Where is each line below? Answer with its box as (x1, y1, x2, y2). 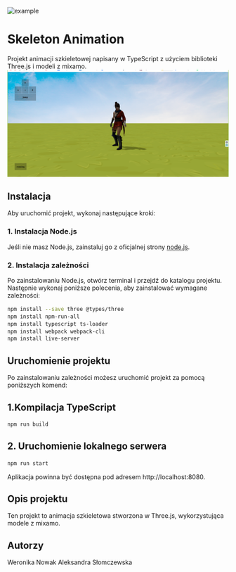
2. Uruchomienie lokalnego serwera (7, 440, 167, 452)
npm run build (7, 421, 49, 428)
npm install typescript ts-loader (7, 320, 109, 327)
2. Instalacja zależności (7, 260, 89, 270)
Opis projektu (7, 492, 68, 504)
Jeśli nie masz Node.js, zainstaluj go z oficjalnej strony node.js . (7, 243, 190, 251)
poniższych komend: (7, 381, 68, 390)
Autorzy (7, 539, 44, 552)
